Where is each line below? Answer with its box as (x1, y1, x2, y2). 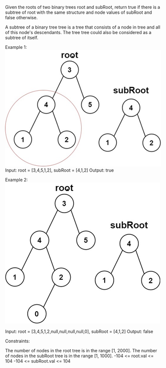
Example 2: (5, 177, 28, 183)
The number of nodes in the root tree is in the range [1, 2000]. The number (5, 347, 157, 353)
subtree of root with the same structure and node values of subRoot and (5, 9, 152, 15)
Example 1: (5, 44, 27, 50)
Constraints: (5, 338, 30, 344)
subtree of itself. (5, 35, 39, 40)
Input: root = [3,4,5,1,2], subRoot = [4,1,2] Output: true (5, 167, 114, 173)
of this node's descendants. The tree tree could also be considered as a (5, 30, 152, 35)
